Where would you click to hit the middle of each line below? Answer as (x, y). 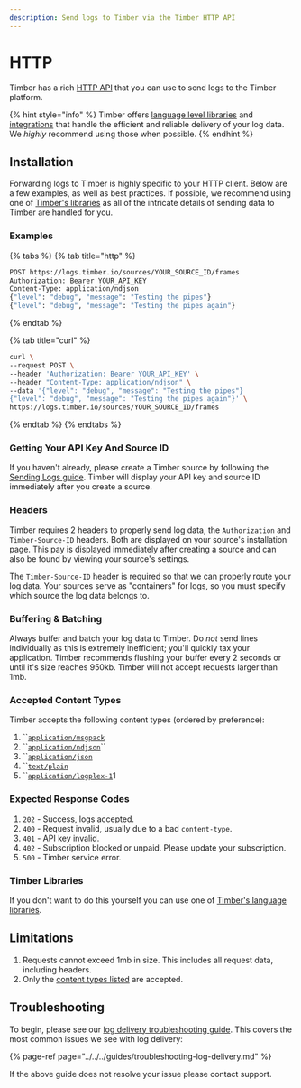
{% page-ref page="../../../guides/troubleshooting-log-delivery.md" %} (141, 1056)
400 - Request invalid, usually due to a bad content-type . (127, 828)
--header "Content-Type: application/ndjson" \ (100, 382)
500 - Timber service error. (72, 857)
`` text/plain (46, 766)
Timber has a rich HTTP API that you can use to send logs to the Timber (143, 88)
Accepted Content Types (65, 700)
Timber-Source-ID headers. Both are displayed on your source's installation (148, 539)
